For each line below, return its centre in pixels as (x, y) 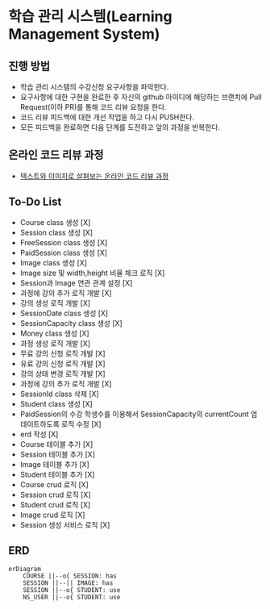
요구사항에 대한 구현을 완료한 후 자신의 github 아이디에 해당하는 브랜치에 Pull (141, 97)
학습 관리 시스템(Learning (90, 17)
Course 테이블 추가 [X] (56, 444)
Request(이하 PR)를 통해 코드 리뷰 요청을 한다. (93, 107)
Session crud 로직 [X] (55, 494)
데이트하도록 (40, 423)
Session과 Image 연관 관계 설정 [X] (76, 282)
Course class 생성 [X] (55, 222)
